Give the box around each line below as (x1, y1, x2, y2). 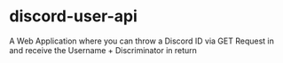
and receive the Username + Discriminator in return (9, 44, 198, 55)
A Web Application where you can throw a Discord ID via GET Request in (9, 35, 275, 46)
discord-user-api (9, 6, 138, 27)
